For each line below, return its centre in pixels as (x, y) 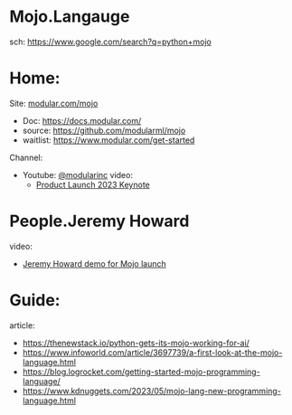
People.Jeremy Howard (99, 221)
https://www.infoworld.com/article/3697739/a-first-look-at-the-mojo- (152, 352)
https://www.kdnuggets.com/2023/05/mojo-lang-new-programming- (152, 391)
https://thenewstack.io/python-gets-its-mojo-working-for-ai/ (136, 343)
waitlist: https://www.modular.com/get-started (108, 140)
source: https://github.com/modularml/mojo (104, 130)
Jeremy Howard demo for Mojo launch (94, 263)
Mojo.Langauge (70, 17)
